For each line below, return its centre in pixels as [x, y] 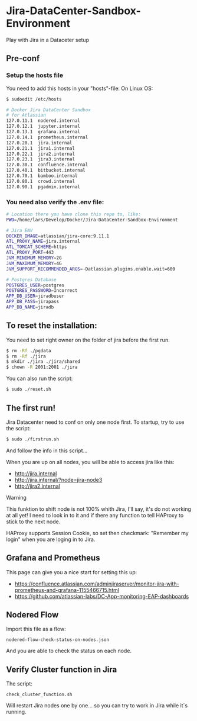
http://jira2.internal [37, 486]
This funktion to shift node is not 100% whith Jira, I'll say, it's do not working [99, 509]
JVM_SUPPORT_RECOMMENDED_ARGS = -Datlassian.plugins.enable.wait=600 [91, 269]
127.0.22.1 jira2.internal [41, 154]
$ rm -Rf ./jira [26, 356]
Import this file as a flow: [36, 629]
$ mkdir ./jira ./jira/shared [43, 362]
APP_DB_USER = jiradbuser [35, 296]
